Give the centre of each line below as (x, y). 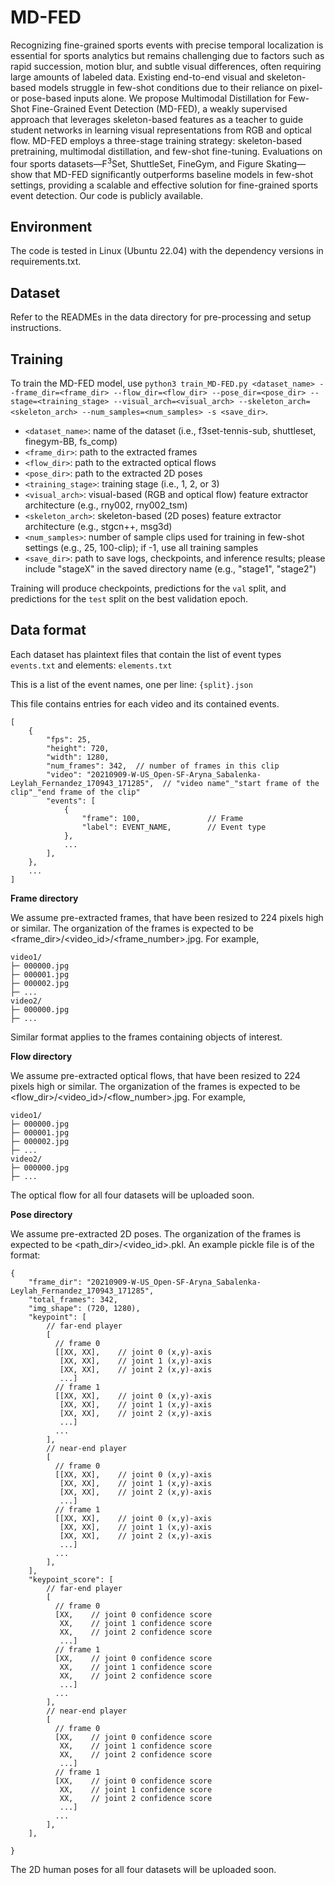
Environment (51, 226)
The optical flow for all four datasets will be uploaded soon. (132, 1195)
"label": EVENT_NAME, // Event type (174, 827)
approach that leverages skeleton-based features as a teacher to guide (157, 119)
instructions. (36, 328)
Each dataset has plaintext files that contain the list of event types (146, 654)
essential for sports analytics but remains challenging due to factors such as (167, 55)
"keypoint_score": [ (71, 1579)
